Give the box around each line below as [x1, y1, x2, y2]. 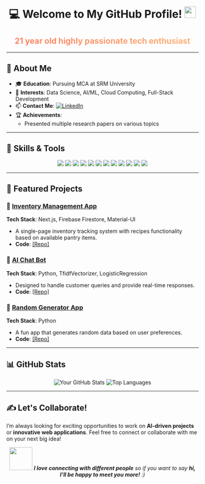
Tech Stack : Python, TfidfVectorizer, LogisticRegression [6, 269, 148, 277]
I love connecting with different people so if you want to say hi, [33, 464, 196, 472]
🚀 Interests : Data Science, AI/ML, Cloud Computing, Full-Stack [15, 88, 174, 96]
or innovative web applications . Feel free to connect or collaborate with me [6, 429, 197, 436]
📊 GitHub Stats [6, 360, 66, 370]
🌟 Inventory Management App [6, 202, 98, 210]
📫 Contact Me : [15, 102, 55, 109]
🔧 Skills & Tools [6, 143, 65, 154]
